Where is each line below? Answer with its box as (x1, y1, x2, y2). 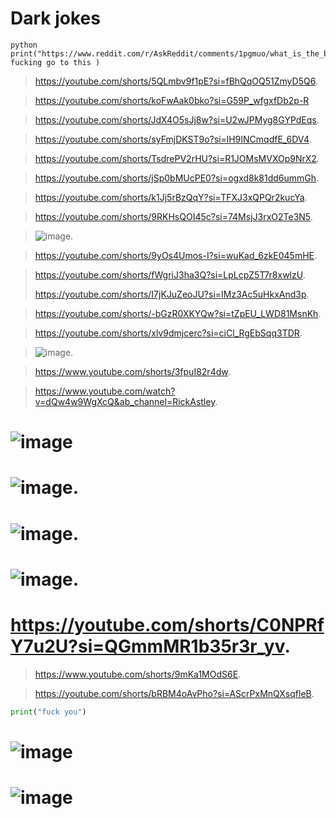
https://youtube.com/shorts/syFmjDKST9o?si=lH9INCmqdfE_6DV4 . (34, 133, 312, 145)
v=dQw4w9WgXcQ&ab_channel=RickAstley (34, 395, 216, 407)
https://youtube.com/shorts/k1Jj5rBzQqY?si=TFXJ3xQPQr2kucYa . (34, 191, 308, 203)
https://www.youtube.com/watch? (34, 385, 176, 397)
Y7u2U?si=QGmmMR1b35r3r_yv (10, 635, 285, 657)
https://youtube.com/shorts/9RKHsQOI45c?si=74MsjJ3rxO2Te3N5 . (34, 210, 313, 222)
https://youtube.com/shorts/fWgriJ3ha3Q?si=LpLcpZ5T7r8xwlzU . (34, 268, 306, 281)
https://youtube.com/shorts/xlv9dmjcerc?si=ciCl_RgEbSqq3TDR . (34, 327, 303, 339)
